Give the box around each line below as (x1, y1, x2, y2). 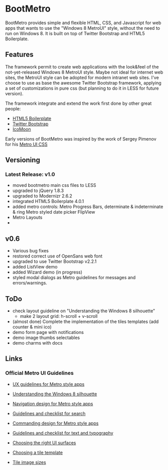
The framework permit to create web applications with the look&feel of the (5, 63, 159, 70)
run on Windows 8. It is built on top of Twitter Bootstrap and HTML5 (5, 30, 145, 36)
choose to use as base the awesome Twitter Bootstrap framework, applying (5, 80, 161, 86)
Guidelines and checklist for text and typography (12, 430, 114, 436)
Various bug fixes (12, 248, 49, 254)
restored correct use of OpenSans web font (12, 253, 103, 259)
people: (5, 105, 21, 111)
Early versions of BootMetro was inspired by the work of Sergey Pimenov (5, 136, 156, 142)
